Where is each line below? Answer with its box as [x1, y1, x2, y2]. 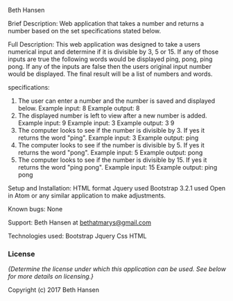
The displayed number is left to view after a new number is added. [17, 111, 207, 120]
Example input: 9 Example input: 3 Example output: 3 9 [17, 119, 175, 127]
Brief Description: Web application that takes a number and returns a [8, 19, 204, 27]
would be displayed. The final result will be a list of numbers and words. [8, 70, 213, 78]
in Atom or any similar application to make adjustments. [8, 191, 166, 200]
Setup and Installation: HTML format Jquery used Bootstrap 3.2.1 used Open [8, 184, 226, 192]
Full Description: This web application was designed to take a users [8, 40, 200, 48]
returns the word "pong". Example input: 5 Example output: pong [17, 149, 203, 156]
